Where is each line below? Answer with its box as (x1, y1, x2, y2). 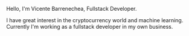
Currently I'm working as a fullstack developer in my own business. (6, 23, 173, 30)
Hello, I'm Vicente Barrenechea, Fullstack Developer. (6, 5, 137, 12)
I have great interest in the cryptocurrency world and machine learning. (6, 17, 184, 23)
